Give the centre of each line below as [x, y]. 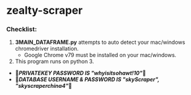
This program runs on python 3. [54, 61]
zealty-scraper [44, 11]
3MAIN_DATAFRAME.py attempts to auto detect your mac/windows [100, 42]
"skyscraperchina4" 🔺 [44, 86]
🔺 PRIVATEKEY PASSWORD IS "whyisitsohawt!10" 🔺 [80, 73]
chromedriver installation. [47, 49]
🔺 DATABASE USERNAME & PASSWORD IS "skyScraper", [87, 79]
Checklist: [22, 29]
